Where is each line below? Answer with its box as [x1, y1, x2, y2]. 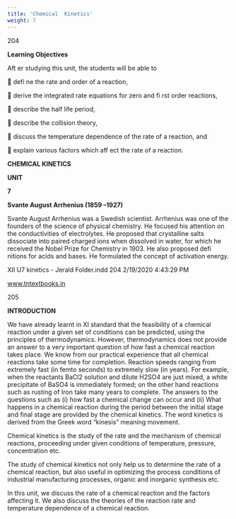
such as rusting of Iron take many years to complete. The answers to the [7, 388, 218, 396]
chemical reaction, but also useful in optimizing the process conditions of [7, 467, 221, 476]
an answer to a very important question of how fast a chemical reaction [7, 342, 216, 351]
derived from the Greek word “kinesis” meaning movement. [7, 417, 180, 426]
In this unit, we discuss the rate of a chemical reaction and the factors [7, 489, 211, 497]
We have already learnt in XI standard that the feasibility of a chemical [7, 320, 211, 328]
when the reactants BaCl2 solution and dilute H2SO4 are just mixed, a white [7, 372, 228, 381]
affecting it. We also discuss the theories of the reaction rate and [7, 496, 196, 505]
